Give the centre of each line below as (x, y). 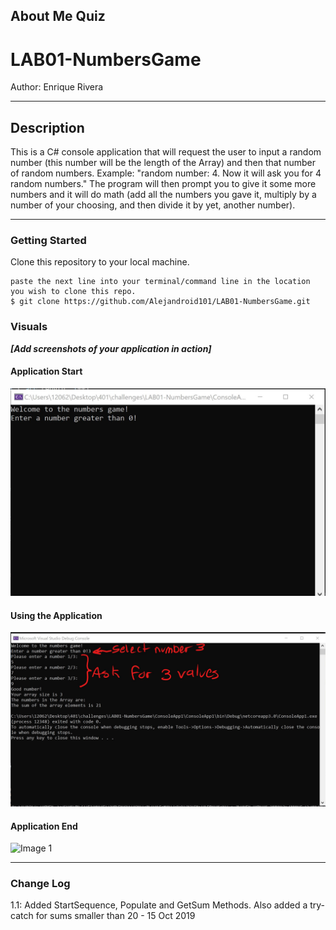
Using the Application (56, 615)
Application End (44, 826)
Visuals (29, 327)
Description (47, 127)
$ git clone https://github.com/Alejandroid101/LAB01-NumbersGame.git (160, 302)
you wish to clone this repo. (73, 292)
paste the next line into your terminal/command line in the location (160, 282)
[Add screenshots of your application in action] (111, 348)
